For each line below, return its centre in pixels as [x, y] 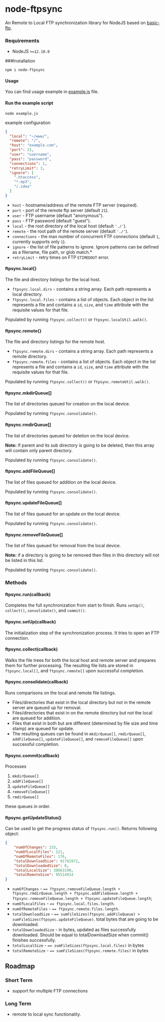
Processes [16, 767]
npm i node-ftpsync [25, 70]
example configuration [28, 123]
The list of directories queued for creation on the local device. [68, 404]
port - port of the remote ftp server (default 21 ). [60, 210]
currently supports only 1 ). [39, 242]
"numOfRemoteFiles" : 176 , [41, 856]
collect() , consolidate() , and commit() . [46, 611]
